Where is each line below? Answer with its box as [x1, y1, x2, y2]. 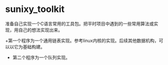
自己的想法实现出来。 [18, 26, 63, 33]
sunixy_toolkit [5, 3, 65, 15]
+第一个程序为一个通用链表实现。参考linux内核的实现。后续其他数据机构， [5, 37, 159, 43]
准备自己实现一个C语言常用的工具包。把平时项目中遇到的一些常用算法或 [5, 20, 154, 26]
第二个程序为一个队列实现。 [12, 54, 70, 60]
